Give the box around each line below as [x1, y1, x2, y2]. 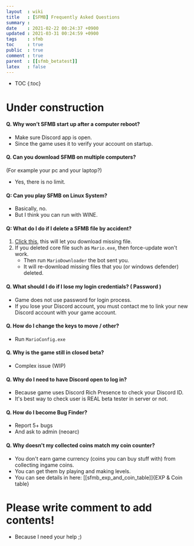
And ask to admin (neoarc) [14, 428, 80, 435]
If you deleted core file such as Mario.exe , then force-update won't [14, 244, 177, 252]
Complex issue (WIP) [14, 362, 66, 369]
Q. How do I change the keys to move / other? [6, 322, 120, 329]
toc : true [6, 42, 44, 48]
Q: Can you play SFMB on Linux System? [6, 192, 108, 199]
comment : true [6, 53, 44, 59]
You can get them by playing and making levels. [14, 467, 131, 474]
